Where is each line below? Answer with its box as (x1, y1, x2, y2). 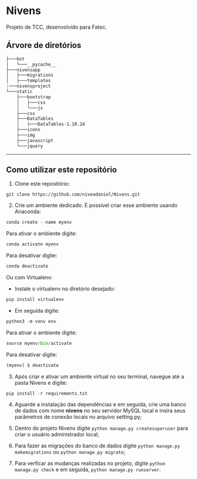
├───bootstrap (16, 94, 51, 100)
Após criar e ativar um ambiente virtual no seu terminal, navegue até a (14, 373, 185, 380)
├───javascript (16, 138, 54, 143)
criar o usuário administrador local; (14, 431, 100, 438)
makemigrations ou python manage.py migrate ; (14, 449, 125, 456)
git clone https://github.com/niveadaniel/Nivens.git (6, 191, 141, 197)
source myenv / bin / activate (6, 340, 72, 346)
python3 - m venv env (6, 318, 57, 324)
